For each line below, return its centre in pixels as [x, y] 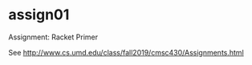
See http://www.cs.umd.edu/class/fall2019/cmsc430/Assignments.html [126, 52]
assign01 [39, 15]
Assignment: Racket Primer [53, 37]
